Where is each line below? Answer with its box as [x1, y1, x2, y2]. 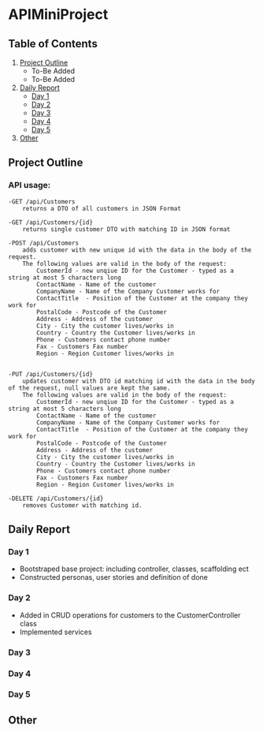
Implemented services [19, 627, 92, 637]
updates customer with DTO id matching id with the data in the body [22, 377, 256, 385]
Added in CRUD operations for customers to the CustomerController [19, 610, 241, 620]
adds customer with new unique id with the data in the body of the [22, 246, 252, 254]
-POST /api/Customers [8, 239, 80, 247]
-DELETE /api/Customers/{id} [8, 495, 104, 502]
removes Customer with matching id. [22, 501, 143, 510]
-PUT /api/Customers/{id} [8, 370, 93, 378]
